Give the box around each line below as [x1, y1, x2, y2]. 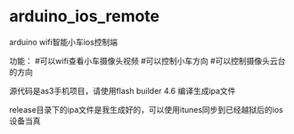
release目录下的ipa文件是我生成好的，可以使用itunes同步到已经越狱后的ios [9, 104, 283, 114]
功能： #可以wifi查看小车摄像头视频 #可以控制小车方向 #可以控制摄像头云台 [9, 55, 286, 66]
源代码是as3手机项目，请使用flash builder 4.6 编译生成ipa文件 [9, 85, 236, 96]
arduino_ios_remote [9, 6, 160, 27]
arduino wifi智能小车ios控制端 [9, 36, 118, 47]
